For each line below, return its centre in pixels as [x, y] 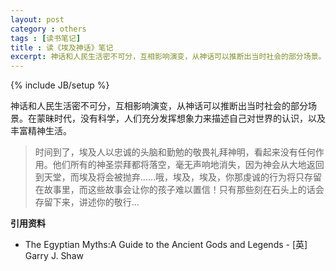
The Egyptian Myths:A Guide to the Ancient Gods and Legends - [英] [166, 245]
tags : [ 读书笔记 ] [46, 38]
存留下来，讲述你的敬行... [87, 202]
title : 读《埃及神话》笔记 [62, 47]
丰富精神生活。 [41, 131]
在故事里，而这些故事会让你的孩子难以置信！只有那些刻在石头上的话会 [179, 190]
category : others [48, 29]
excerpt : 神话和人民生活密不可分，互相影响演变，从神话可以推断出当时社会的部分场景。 [168, 57]
